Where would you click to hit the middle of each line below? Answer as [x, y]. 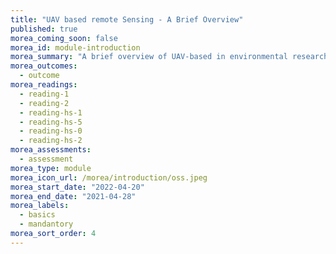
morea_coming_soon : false [64, 38]
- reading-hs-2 [51, 141]
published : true [44, 29]
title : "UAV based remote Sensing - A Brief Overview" [127, 19]
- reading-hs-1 [51, 112]
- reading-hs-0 [51, 131]
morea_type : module [51, 168]
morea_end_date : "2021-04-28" [73, 196]
